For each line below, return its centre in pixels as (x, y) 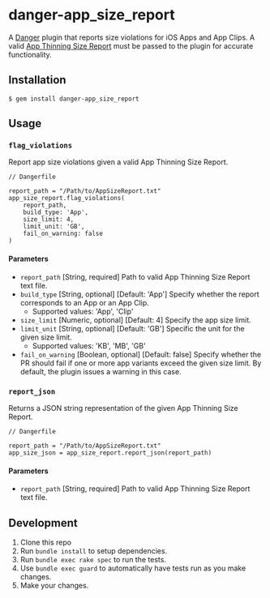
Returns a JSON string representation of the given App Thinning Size (123, 408)
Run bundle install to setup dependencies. (94, 551)
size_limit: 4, (49, 220)
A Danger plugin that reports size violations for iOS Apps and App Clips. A (132, 37)
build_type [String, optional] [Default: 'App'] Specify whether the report (139, 294)
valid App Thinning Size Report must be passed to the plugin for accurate (131, 45)
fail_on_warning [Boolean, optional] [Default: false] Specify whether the (141, 354)
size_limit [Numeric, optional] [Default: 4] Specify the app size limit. (135, 320)
